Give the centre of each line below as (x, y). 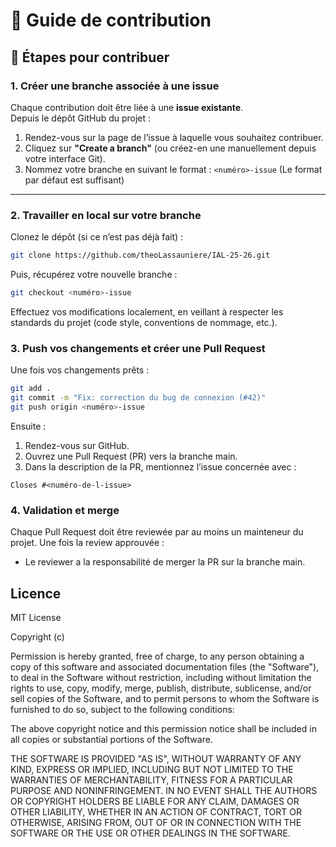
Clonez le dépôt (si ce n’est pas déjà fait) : (97, 237)
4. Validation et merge (65, 510)
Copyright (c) (37, 636)
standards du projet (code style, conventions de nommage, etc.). (144, 322)
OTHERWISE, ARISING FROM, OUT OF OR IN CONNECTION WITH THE (156, 822)
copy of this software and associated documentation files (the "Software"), (165, 666)
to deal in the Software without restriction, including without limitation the (161, 677)
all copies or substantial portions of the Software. (111, 739)
